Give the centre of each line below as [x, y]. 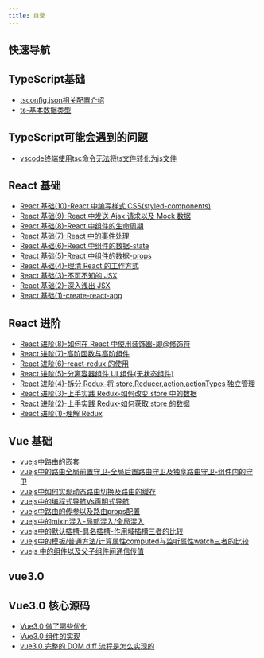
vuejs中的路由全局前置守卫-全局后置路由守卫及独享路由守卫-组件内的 [133, 472]
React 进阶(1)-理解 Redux [61, 414]
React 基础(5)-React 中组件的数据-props [86, 256]
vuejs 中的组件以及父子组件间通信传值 [82, 551]
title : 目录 [27, 16]
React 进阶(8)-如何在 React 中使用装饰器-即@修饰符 [105, 344]
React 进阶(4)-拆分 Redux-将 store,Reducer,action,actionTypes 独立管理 [138, 384]
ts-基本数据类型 [45, 110]
